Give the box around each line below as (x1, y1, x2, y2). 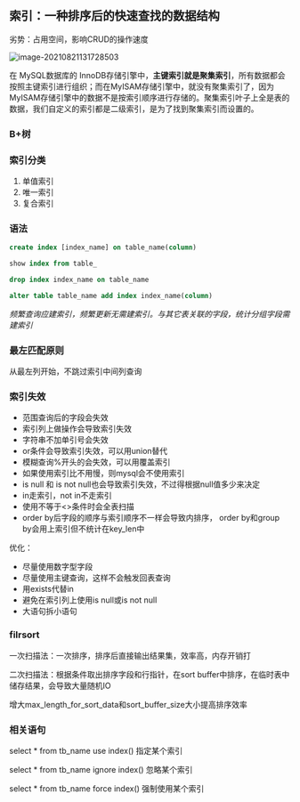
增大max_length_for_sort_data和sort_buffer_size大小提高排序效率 (9, 699, 247, 709)
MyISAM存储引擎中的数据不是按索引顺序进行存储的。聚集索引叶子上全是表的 (9, 92, 290, 102)
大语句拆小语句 (21, 606, 77, 617)
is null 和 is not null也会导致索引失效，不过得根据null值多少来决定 (21, 479, 261, 490)
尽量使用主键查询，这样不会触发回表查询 (21, 572, 171, 583)
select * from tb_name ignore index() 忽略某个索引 (9, 765, 193, 775)
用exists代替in (21, 584, 74, 595)
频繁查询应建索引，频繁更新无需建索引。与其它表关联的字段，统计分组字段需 (9, 308, 290, 319)
